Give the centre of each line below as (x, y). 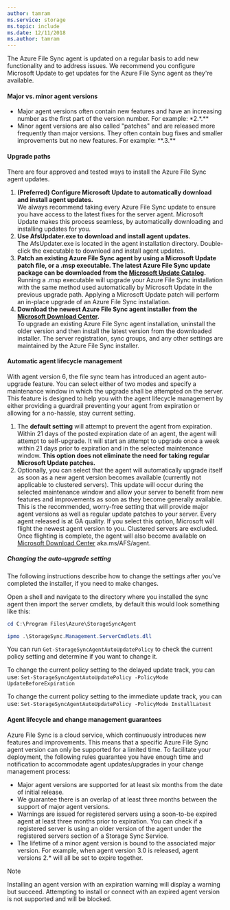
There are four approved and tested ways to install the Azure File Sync (107, 172)
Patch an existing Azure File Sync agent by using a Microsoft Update (117, 258)
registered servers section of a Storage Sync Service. (93, 836)
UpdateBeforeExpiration (41, 684)
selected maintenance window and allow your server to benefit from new (120, 492)
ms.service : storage (37, 20)
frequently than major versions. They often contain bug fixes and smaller (120, 133)
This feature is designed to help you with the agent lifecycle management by (115, 398)
